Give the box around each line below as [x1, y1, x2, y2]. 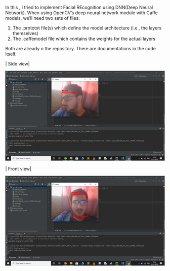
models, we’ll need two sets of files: [5, 15, 80, 21]
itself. [5, 51, 17, 57]
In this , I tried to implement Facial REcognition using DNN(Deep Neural [5, 5, 153, 10]
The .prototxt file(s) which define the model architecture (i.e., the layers [12, 25, 162, 31]
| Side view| [5, 61, 30, 66]
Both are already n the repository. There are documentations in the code [5, 46, 156, 51]
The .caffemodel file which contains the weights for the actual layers [12, 36, 156, 42]
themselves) [12, 30, 39, 36]
